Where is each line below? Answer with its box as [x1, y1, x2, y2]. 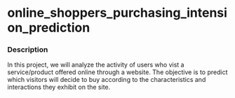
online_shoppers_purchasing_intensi [7, 5, 228, 21]
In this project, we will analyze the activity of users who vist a [7, 61, 184, 69]
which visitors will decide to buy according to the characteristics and [7, 76, 206, 84]
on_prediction [7, 20, 90, 36]
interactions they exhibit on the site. [7, 83, 111, 92]
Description [7, 45, 48, 55]
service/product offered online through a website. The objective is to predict [7, 68, 228, 76]
